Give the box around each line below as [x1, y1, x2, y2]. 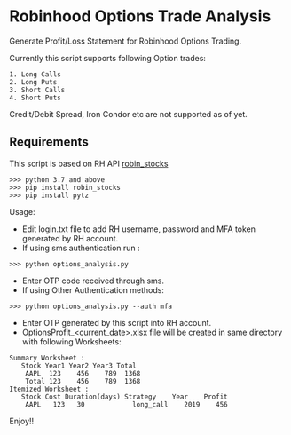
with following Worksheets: [21, 336, 122, 347]
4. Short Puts [9, 93, 62, 102]
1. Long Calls [9, 69, 62, 79]
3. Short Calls [9, 85, 66, 94]
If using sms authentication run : [21, 242, 140, 253]
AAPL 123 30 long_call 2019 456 [25, 399, 228, 409]
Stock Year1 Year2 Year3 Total [20, 361, 138, 370]
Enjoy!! [9, 415, 35, 426]
